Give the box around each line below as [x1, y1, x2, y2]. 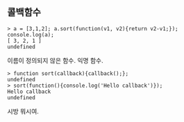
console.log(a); [7, 31, 54, 38]
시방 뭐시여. [7, 107, 40, 115]
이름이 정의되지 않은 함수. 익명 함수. [7, 56, 103, 64]
